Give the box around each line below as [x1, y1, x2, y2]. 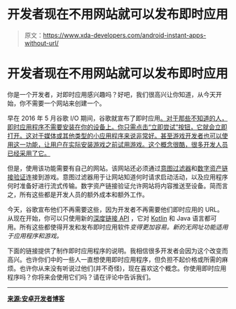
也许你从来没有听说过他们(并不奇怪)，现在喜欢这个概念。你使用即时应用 [19, 264, 227, 272]
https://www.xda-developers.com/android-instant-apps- [43, 31, 207, 39]
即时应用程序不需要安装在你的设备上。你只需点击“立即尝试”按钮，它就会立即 [7, 122, 228, 131]
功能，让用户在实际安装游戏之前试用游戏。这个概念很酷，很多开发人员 [25, 140, 228, 148]
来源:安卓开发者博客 [7, 294, 65, 303]
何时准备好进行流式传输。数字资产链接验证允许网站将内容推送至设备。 [7, 181, 210, 190]
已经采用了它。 [7, 149, 50, 157]
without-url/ [24, 39, 60, 47]
